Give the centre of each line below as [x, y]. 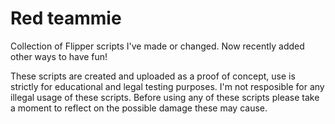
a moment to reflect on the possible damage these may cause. [139, 108]
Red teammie [66, 18]
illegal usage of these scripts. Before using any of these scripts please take [165, 97]
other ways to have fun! [59, 56]
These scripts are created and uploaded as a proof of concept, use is [153, 76]
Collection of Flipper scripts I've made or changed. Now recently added [157, 46]
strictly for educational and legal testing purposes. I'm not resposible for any [167, 86]
